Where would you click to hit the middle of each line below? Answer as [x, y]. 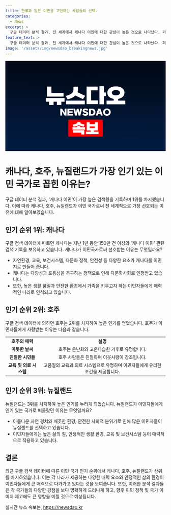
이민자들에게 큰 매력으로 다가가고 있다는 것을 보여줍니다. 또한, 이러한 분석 [78, 484]
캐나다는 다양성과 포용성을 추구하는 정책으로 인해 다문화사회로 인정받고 [83, 273]
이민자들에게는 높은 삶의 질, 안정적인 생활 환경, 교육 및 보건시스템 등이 [82, 434]
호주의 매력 [22, 341]
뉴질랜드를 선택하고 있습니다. [41, 427]
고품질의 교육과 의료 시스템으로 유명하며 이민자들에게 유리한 [103, 365]
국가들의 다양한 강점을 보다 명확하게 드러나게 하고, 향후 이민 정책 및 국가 [87, 490]
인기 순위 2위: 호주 [33, 310]
